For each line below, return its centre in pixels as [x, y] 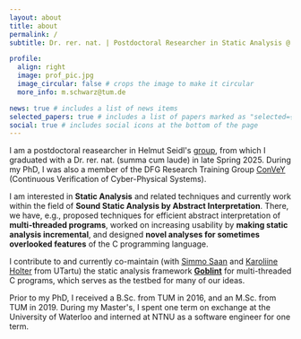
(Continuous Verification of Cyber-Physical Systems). [108, 179]
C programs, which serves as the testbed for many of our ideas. [127, 281]
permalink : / [34, 34]
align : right [42, 67]
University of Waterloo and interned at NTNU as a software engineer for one [150, 317]
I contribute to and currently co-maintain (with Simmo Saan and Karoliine [144, 262]
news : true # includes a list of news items [94, 109]
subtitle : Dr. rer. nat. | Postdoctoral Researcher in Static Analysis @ [150, 43]
